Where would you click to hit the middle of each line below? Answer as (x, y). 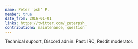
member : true (18, 14)
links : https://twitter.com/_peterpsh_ (46, 23)
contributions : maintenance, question (45, 28)
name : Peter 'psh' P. (27, 9)
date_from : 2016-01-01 (28, 18)
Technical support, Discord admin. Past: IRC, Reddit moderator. (69, 41)
